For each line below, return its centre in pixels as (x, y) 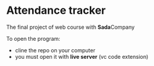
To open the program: (33, 38)
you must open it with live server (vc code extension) (82, 56)
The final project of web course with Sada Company (70, 27)
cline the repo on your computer (55, 50)
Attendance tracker (56, 10)
